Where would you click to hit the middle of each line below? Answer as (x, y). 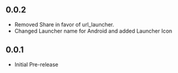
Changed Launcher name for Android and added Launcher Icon (93, 31)
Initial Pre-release (36, 64)
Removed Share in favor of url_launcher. (64, 24)
